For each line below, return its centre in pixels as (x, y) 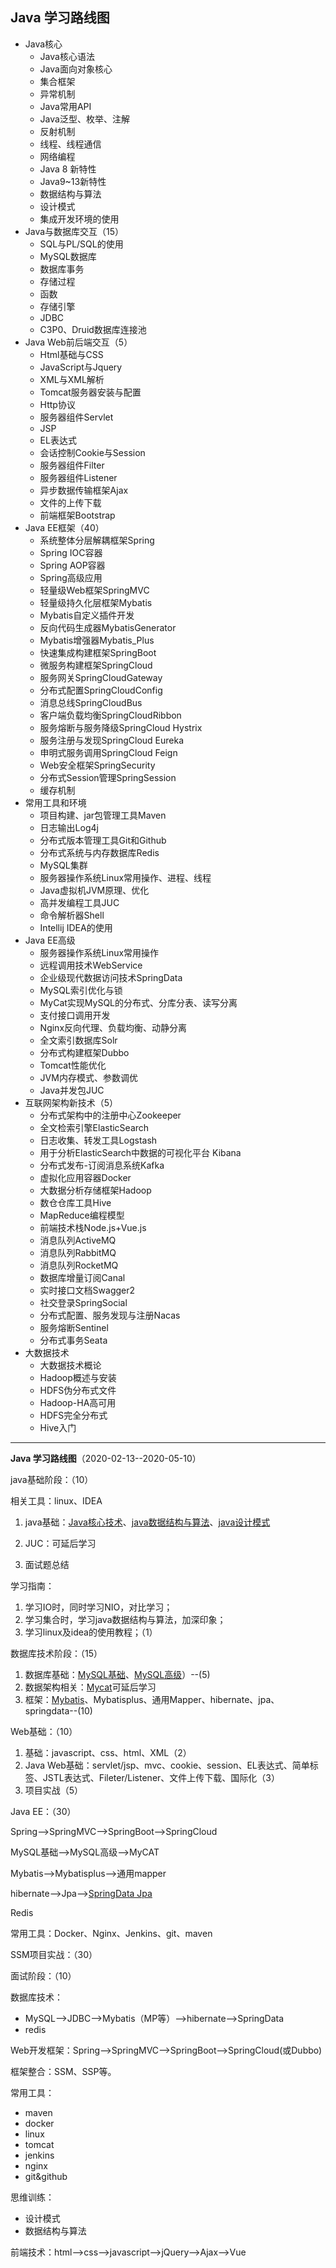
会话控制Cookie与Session (92, 452)
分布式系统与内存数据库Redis (99, 852)
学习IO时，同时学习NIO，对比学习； (98, 1607)
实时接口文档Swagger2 (87, 1290)
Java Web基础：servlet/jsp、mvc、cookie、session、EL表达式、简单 (167, 1765)
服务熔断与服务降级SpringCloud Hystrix (121, 727)
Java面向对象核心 (76, 69)
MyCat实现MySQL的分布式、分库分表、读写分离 (138, 1002)
